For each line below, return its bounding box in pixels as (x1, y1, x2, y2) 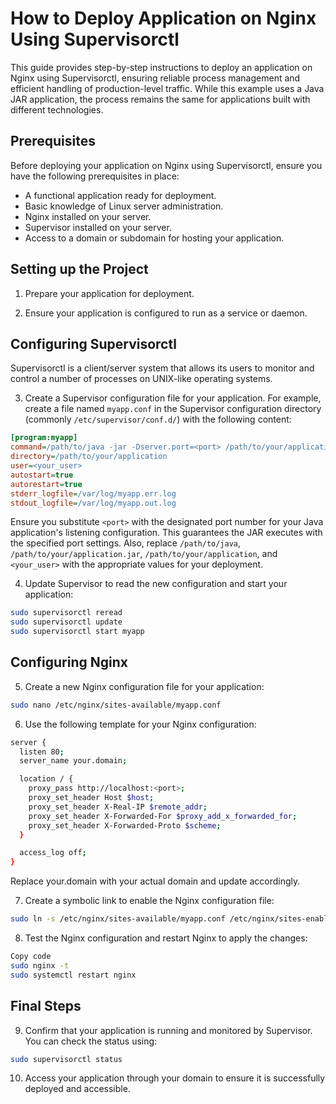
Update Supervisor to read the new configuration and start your (24, 578, 288, 590)
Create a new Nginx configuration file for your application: (24, 680, 265, 692)
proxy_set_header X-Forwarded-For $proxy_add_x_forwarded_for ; (28, 811, 298, 821)
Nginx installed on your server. (24, 210, 152, 222)
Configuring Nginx (10, 654, 128, 671)
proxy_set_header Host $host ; (28, 793, 155, 803)
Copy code (10, 952, 52, 962)
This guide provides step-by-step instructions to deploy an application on (10, 61, 313, 73)
